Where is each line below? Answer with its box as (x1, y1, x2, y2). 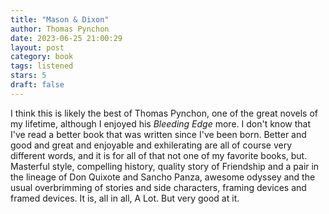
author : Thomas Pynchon (10, 24, 110, 34)
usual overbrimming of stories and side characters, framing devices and (10, 181, 307, 193)
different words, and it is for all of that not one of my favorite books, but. (10, 149, 308, 161)
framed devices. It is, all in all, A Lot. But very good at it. (10, 192, 240, 204)
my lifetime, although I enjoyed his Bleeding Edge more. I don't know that (10, 117, 311, 130)
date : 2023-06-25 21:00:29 (10, 33, 123, 43)
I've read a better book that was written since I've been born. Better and (10, 128, 307, 140)
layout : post (10, 42, 65, 53)
